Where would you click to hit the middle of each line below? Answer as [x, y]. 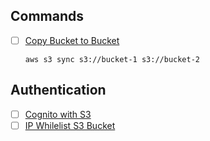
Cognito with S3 [58, 114]
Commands [47, 16]
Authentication [58, 90]
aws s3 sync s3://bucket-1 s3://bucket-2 [112, 59]
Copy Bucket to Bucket [72, 40]
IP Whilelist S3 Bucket [70, 125]
